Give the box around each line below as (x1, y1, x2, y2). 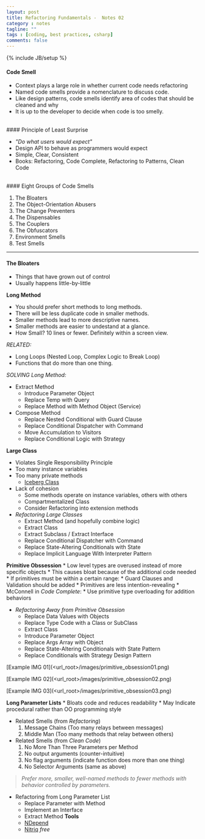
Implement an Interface (24, 806, 84, 814)
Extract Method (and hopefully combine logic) (24, 518, 140, 525)
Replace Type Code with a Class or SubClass (24, 619, 138, 627)
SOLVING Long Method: (6, 371, 67, 379)
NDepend (24, 819, 49, 827)
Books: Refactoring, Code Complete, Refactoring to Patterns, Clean (15, 157, 185, 165)
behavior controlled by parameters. (21, 781, 111, 789)
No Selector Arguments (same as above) (24, 763, 127, 770)
